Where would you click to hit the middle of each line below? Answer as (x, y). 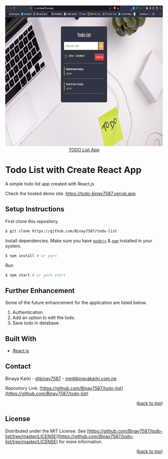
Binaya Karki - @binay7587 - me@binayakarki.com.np (61, 378)
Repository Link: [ (23, 388)
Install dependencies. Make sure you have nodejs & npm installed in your (79, 240)
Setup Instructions (35, 209)
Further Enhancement (40, 290)
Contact (18, 366)
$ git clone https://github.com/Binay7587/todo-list (61, 231)
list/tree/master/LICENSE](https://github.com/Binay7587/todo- (69, 436)
